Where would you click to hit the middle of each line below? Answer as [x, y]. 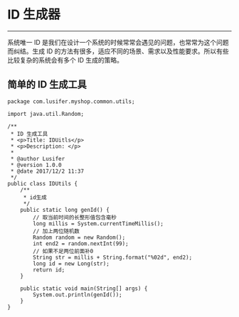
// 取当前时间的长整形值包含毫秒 [75, 217]
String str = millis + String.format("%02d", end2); [113, 257]
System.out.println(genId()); [78, 295]
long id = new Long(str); [71, 264]
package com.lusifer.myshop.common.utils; [71, 101]
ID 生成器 [34, 15]
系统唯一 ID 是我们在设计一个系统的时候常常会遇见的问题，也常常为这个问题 [118, 42]
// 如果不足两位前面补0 [63, 251]
